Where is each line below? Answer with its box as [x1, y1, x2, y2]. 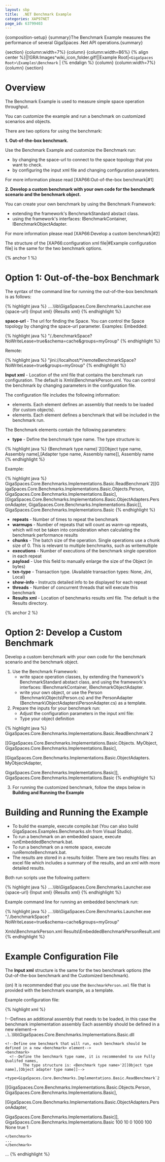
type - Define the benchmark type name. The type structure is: [12, 437, 140, 443]
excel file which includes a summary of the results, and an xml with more [12, 860, 160, 865]
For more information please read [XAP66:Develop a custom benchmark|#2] [5, 231, 160, 237]
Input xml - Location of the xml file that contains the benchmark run [5, 372, 143, 378]
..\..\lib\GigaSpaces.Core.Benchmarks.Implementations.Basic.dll [5, 1031, 134, 1037]
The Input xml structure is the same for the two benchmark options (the [5, 967, 151, 973]
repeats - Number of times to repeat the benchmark [12, 516, 119, 522]
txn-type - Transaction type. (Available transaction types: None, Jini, [12, 569, 153, 575]
